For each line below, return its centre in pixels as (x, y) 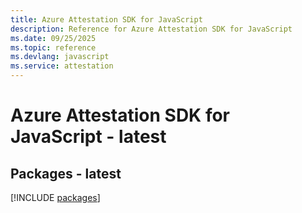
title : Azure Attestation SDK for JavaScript (106, 19)
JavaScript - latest (88, 137)
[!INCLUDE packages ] (55, 197)
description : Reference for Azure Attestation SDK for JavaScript (151, 29)
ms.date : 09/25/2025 (53, 38)
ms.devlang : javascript (60, 57)
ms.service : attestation (62, 66)
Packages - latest (66, 173)
